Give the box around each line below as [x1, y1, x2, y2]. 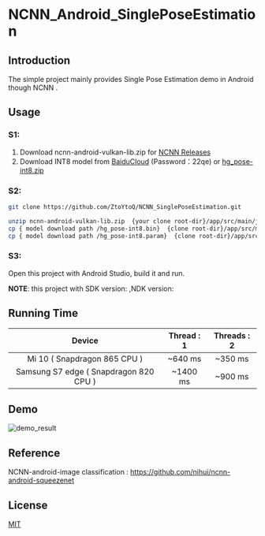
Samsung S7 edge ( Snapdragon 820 [15, 366, 155, 377]
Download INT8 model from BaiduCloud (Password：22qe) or [19, 156, 221, 166]
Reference [8, 446, 61, 460]
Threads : [213, 329, 251, 341]
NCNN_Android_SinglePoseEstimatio [8, 6, 256, 24]
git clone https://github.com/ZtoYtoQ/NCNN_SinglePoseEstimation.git [8, 203, 242, 210]
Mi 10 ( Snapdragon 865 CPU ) [27, 353, 144, 364]
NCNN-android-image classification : [8, 467, 129, 477]
